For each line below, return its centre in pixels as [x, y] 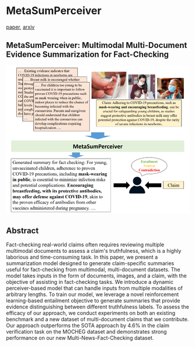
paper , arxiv [20, 27]
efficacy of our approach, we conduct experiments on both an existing [91, 313]
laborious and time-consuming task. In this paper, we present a [82, 257]
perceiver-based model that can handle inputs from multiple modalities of [94, 288]
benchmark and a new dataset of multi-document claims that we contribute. [97, 319]
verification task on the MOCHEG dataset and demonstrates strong [87, 332]
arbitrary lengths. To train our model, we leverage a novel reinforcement [93, 294]
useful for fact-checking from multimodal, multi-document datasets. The [93, 270]
